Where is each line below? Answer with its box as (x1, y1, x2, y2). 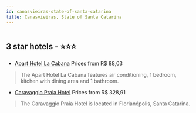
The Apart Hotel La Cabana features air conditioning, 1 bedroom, (20, 71, 177, 78)
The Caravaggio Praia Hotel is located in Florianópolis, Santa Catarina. (20, 100, 191, 107)
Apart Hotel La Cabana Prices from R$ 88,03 (14, 60, 123, 67)
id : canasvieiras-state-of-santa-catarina (6, 8, 111, 15)
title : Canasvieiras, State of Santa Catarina (6, 14, 122, 20)
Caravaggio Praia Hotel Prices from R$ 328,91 (14, 89, 126, 96)
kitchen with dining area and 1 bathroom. (20, 77, 119, 85)
